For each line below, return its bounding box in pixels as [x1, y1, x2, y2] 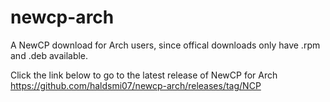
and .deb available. [10, 49, 89, 61]
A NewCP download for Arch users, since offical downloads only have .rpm [10, 39, 321, 51]
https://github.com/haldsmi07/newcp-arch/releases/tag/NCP [10, 79, 262, 91]
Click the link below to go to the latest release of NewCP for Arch [10, 69, 278, 81]
